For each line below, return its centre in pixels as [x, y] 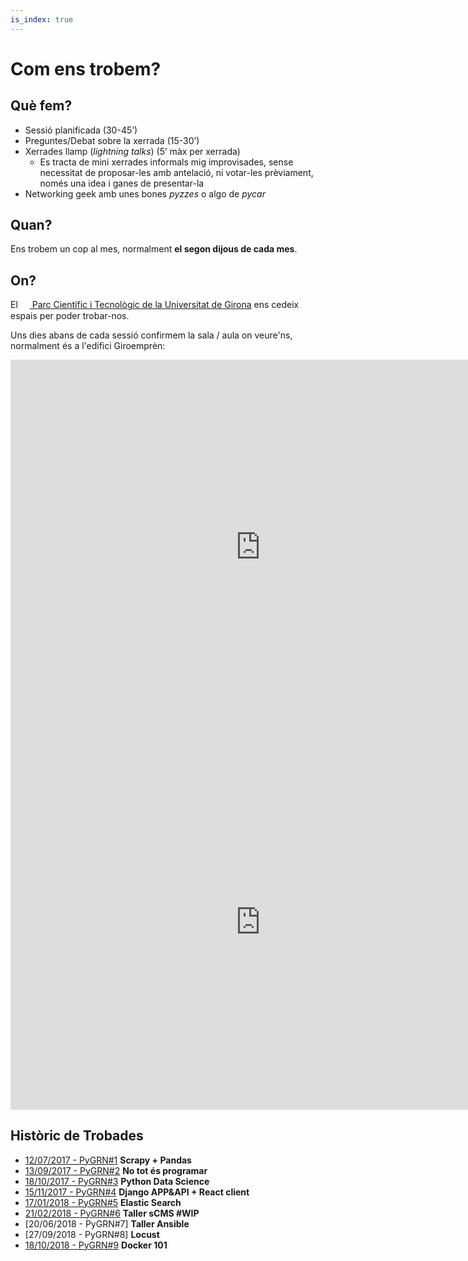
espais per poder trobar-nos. [70, 315]
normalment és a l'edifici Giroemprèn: [88, 345]
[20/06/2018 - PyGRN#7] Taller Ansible [107, 1223]
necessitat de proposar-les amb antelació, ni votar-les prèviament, [176, 172]
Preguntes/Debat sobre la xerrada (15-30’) [112, 140]
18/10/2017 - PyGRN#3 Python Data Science [117, 1181]
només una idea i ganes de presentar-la [122, 183]
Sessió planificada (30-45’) [81, 130]
